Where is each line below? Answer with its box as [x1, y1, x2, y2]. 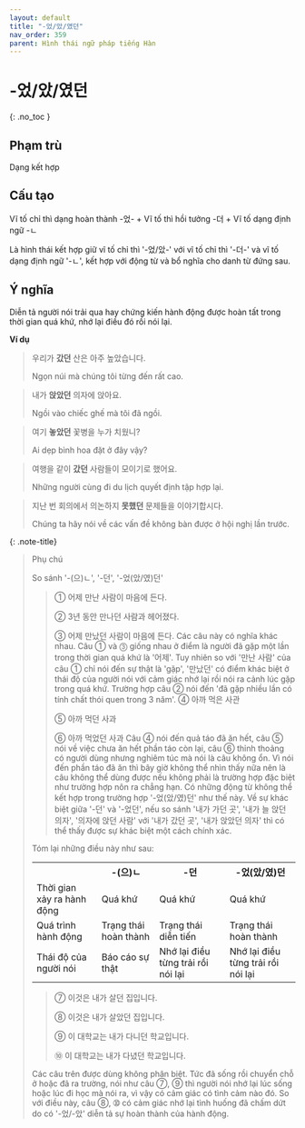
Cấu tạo [9, 188, 54, 204]
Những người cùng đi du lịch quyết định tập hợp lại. [31, 481, 224, 492]
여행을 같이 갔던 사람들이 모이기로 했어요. [31, 463, 178, 474]
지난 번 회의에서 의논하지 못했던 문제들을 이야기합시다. [31, 500, 224, 511]
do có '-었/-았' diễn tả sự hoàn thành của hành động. [31, 1108, 230, 1119]
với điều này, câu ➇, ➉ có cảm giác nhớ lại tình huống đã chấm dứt [31, 1097, 286, 1108]
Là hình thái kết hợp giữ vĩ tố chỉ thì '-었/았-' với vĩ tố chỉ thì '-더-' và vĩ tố [9, 244, 280, 255]
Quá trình [35, 919, 76, 932]
